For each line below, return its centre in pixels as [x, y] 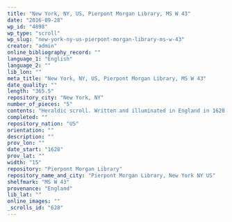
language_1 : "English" [40, 59]
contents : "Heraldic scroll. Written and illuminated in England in [108, 111]
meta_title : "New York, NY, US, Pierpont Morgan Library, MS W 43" [107, 78]
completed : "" [28, 117]
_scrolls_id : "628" [35, 208]
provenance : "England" [40, 189]
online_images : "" [34, 201]
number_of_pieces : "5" [40, 104]
